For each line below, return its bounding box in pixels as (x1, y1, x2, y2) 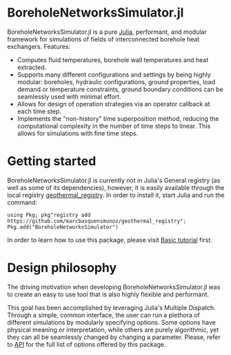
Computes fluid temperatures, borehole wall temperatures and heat (17, 55, 209, 64)
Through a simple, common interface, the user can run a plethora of (7, 311, 200, 319)
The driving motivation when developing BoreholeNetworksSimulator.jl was (7, 282, 221, 291)
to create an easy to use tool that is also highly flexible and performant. (7, 290, 209, 298)
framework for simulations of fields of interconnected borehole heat (7, 35, 200, 43)
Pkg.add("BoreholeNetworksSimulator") (7, 223, 119, 231)
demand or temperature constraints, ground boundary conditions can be (17, 85, 223, 93)
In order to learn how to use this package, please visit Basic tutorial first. (7, 236, 212, 244)
